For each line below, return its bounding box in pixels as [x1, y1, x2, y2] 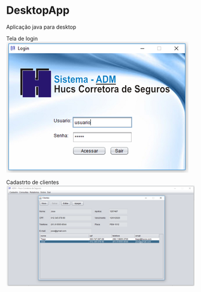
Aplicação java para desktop [6, 23, 77, 30]
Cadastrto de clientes [6, 179, 59, 186]
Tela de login [6, 35, 38, 42]
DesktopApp [6, 4, 70, 17]
